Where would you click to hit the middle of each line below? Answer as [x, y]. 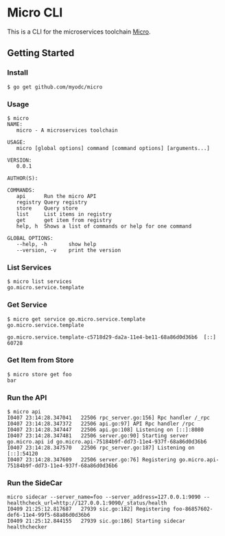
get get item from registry [64, 220]
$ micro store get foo [39, 374]
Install [18, 73]
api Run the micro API [56, 196]
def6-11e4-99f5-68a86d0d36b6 [49, 515]
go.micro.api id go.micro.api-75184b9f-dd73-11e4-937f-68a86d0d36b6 [107, 442]
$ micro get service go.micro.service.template [76, 319]
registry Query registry [52, 202]
